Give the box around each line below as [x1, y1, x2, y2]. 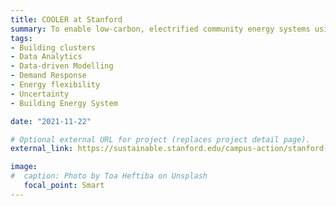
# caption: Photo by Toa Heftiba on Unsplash [10, 171, 208, 181]
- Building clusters [10, 42, 97, 53]
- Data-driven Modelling [10, 61, 114, 71]
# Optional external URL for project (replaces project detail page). [10, 134, 311, 145]
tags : [10, 33, 33, 43]
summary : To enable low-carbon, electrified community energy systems [10, 24, 311, 34]
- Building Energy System [10, 98, 118, 108]
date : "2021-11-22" [10, 116, 92, 126]
